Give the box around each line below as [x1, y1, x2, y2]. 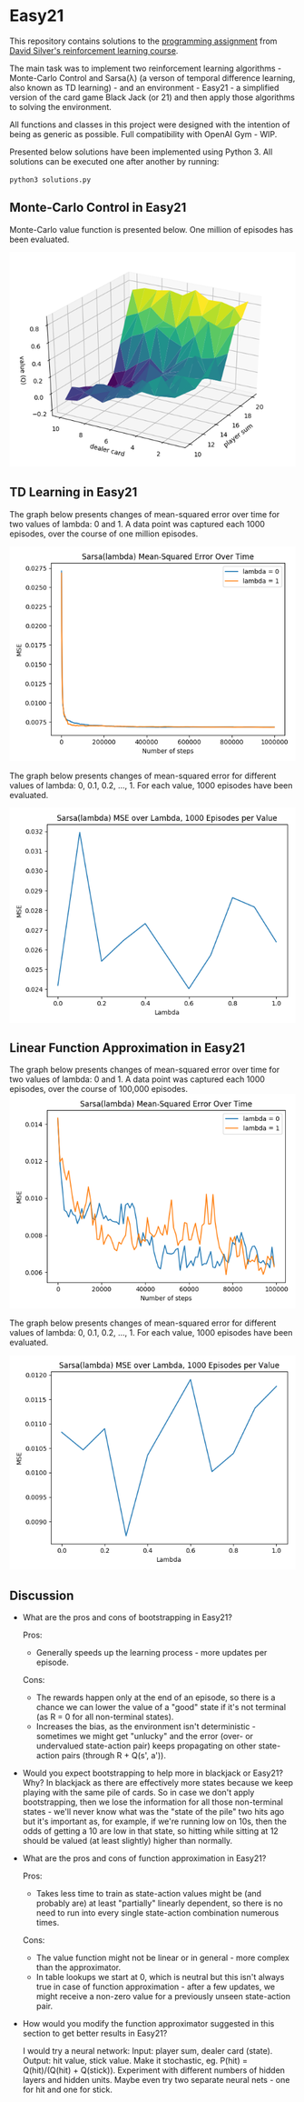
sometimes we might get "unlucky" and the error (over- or [35, 1731, 254, 1742]
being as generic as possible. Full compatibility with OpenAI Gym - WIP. [9, 128, 278, 139]
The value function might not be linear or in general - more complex [35, 1952, 290, 1964]
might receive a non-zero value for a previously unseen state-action [35, 1991, 290, 2002]
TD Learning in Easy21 [9, 485, 138, 500]
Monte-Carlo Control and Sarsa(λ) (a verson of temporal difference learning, [9, 72, 296, 83]
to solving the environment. [9, 101, 112, 112]
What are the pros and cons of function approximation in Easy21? [22, 1853, 267, 1864]
